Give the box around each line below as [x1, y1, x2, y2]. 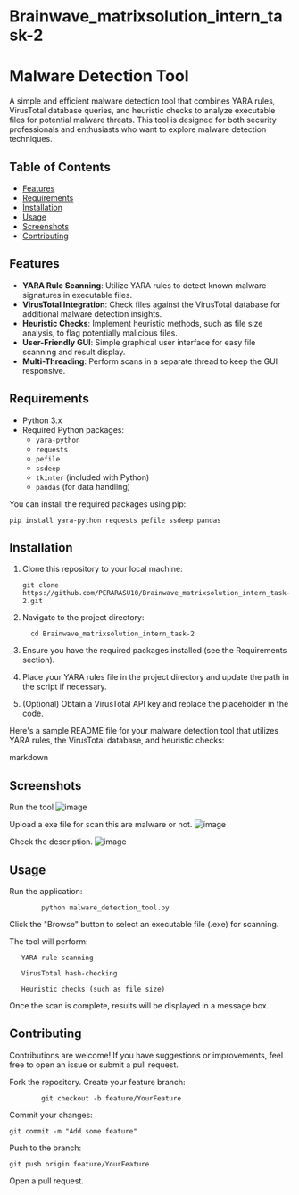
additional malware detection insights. [21, 308, 162, 319]
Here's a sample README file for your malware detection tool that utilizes [9, 726, 279, 736]
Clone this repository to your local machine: [21, 564, 183, 575]
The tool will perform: [9, 936, 88, 947]
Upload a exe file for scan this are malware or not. [9, 819, 193, 830]
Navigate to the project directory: [21, 612, 145, 623]
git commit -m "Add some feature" [9, 1126, 138, 1135]
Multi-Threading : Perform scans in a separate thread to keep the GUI [21, 355, 278, 367]
